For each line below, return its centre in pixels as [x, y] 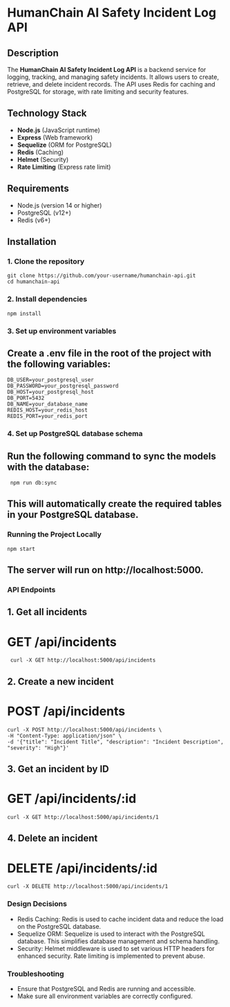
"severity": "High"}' [38, 748]
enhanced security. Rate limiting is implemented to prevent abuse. [111, 956]
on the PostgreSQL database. [59, 926]
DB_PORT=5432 [26, 398]
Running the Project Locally [54, 534]
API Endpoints [31, 590]
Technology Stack [47, 113]
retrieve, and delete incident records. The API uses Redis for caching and [111, 84]
